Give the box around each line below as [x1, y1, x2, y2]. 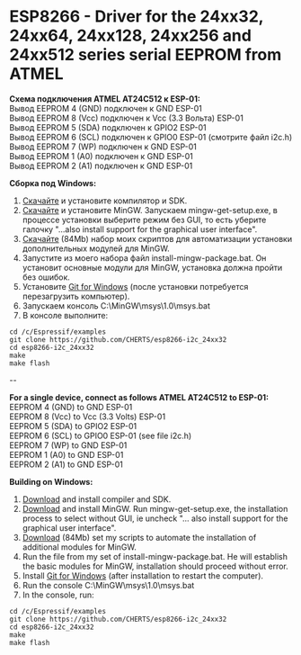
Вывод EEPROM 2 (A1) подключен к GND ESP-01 [9, 160, 193, 171]
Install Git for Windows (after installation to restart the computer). [22, 570, 263, 581]
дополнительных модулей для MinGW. [22, 243, 170, 254]
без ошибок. [22, 272, 70, 283]
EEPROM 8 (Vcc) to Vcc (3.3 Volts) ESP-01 [9, 411, 166, 422]
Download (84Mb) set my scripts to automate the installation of [22, 532, 257, 543]
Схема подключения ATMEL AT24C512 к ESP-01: [9, 93, 200, 104]
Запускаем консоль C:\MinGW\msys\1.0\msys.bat [22, 300, 211, 311]
